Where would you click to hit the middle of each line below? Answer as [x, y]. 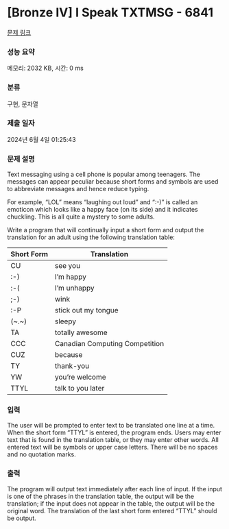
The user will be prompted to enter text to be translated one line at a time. [111, 426]
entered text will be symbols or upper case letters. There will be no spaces [112, 447]
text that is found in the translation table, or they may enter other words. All [113, 440]
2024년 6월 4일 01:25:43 [42, 139]
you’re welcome [80, 377]
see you [68, 266]
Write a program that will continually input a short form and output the [106, 230]
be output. [22, 518]
